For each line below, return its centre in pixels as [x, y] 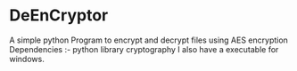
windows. [27, 59]
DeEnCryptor [59, 16]
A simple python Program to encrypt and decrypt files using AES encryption [148, 40]
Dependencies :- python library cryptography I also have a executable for [144, 49]
